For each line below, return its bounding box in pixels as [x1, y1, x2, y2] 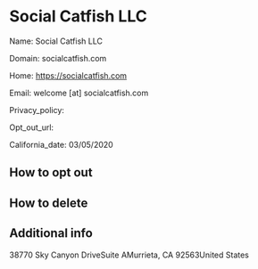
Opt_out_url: [9, 122, 54, 133]
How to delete [9, 195, 88, 210]
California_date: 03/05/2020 [9, 139, 113, 150]
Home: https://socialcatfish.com [9, 69, 128, 81]
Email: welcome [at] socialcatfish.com [9, 87, 149, 98]
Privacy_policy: [9, 104, 65, 115]
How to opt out [9, 165, 93, 180]
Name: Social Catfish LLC [9, 36, 103, 46]
